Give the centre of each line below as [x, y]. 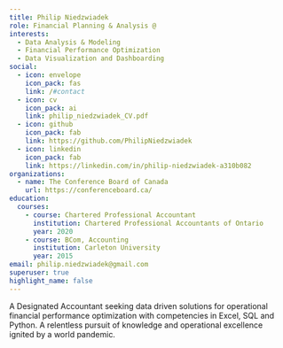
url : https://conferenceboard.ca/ [89, 190]
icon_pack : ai [51, 108]
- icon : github [45, 125]
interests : [29, 34]
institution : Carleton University [97, 248]
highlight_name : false [51, 281]
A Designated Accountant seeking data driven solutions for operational [139, 305]
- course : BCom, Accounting [77, 240]
